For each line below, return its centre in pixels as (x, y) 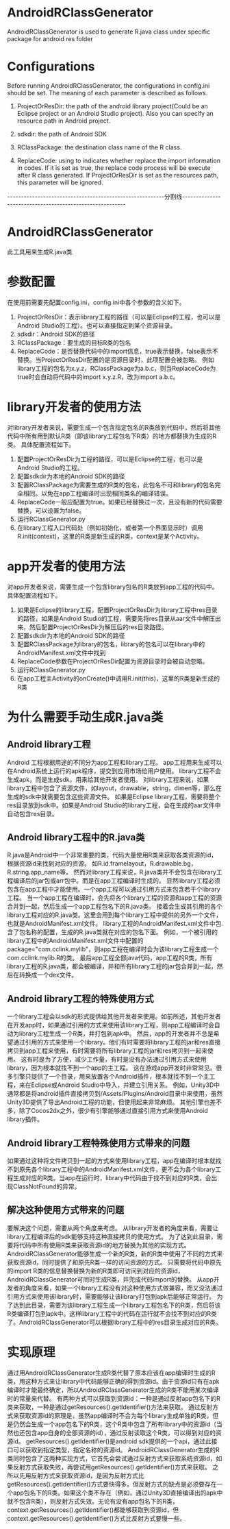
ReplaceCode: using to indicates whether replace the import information (119, 160)
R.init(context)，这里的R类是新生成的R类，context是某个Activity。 (110, 536)
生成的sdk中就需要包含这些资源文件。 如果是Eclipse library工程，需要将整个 (114, 796)
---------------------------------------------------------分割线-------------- (114, 196)
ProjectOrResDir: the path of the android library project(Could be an (113, 106)
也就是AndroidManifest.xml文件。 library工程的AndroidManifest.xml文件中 (111, 924)
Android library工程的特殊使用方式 (80, 999)
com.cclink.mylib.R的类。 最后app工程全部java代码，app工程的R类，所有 (110, 958)
